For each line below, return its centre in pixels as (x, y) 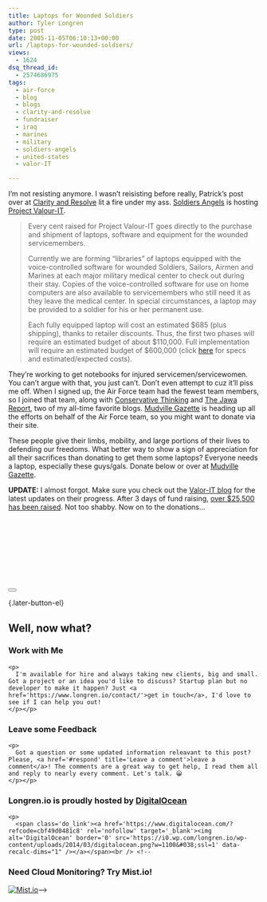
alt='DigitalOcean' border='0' (60, 838)
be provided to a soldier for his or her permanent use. (116, 310)
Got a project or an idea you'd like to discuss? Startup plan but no (128, 681)
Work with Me (36, 651)
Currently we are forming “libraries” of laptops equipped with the (134, 259)
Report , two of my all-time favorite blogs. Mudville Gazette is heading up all (132, 409)
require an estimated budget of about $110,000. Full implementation (139, 342)
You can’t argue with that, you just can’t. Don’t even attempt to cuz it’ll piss (131, 383)
